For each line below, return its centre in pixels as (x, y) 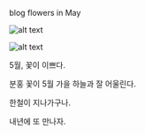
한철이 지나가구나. (40, 102)
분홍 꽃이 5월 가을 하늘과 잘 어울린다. (73, 84)
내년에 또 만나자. (38, 121)
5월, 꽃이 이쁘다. (38, 65)
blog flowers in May (45, 13)
